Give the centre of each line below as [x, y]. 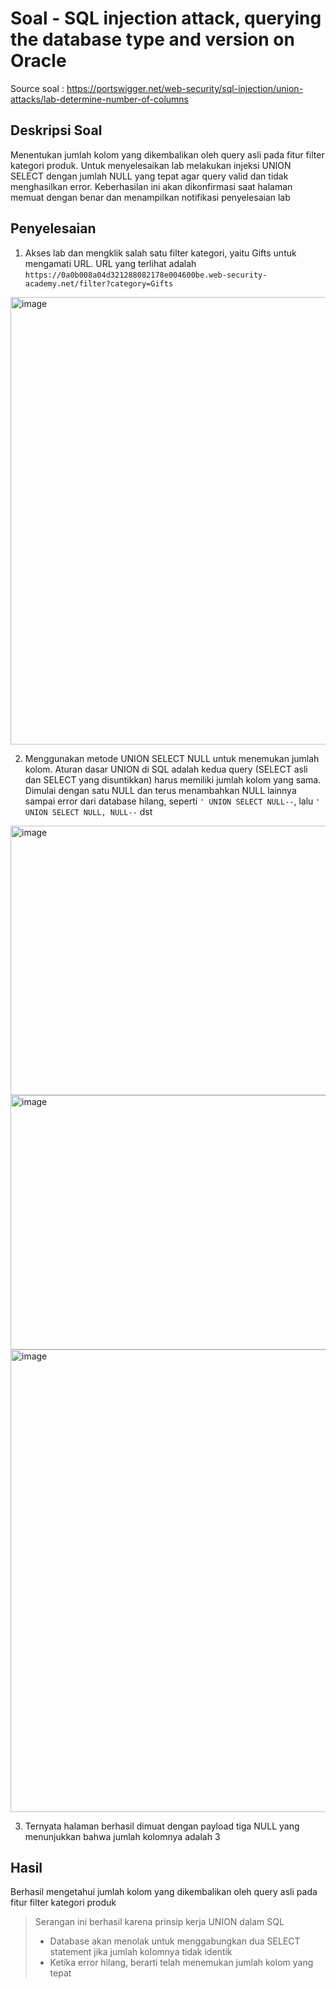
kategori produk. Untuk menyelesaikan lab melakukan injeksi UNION [151, 165]
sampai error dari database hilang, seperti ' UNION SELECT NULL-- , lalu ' [172, 801]
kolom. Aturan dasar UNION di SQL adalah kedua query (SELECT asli [166, 769]
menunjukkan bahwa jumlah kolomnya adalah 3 [122, 1836]
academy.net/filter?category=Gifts [99, 283]
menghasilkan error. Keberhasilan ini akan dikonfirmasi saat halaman [151, 186]
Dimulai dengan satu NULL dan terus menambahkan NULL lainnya [160, 790]
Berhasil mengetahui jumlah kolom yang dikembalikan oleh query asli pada [164, 1892]
